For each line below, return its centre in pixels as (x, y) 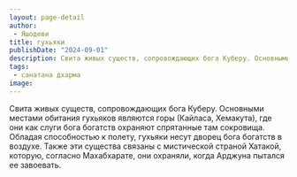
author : (23, 26)
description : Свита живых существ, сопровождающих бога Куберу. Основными (150, 58)
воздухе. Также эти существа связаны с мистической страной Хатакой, (145, 146)
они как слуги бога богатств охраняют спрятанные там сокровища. (137, 127)
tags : (19, 67)
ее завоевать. (35, 165)
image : (21, 83)
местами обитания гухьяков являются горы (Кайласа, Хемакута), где (141, 118)
